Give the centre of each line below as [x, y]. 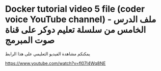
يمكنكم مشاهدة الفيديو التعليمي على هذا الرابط [48, 54]
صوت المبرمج [30, 40]
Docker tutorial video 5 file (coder [75, 9]
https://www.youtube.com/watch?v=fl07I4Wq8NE [55, 63]
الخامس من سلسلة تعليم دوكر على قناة [76, 30]
